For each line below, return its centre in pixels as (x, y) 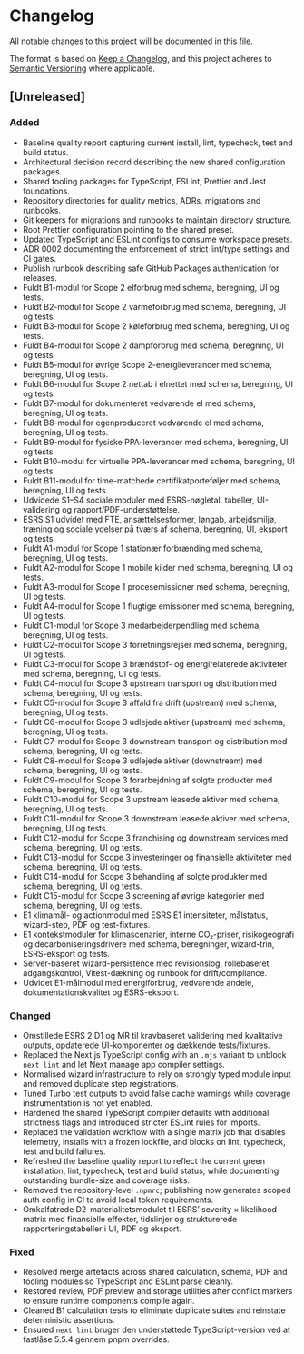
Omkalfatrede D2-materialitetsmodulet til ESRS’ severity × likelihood (149, 1209)
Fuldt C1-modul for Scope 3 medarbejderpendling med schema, (142, 625)
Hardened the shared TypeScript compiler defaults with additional (146, 1112)
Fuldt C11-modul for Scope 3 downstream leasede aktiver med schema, (156, 818)
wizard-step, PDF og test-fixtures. (86, 924)
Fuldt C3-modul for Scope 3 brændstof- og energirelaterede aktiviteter (155, 663)
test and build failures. (64, 1151)
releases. (39, 277)
